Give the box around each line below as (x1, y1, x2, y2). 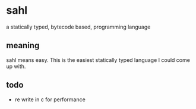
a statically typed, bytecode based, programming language (6, 23, 151, 30)
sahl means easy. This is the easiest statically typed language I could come (6, 56, 190, 63)
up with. (6, 63, 26, 70)
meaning (6, 41, 40, 51)
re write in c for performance (14, 96, 86, 103)
